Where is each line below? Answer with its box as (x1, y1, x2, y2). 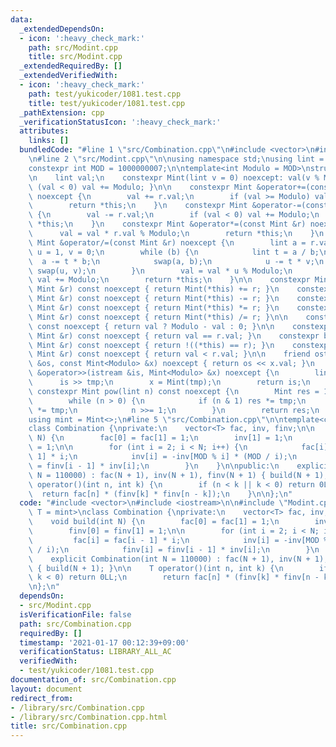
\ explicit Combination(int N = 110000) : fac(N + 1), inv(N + (28, 554, 311, 564)
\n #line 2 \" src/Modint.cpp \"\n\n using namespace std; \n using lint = (28, 154, 325, 164)
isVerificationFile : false (19, 609, 132, 620)
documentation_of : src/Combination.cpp (10, 675, 177, 685)
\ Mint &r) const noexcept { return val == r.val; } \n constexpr (28, 331, 320, 341)
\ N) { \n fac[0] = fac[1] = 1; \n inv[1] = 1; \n (28, 433, 293, 443)
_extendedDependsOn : (19, 24, 105, 34)
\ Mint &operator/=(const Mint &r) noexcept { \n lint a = (28, 237, 307, 248)
